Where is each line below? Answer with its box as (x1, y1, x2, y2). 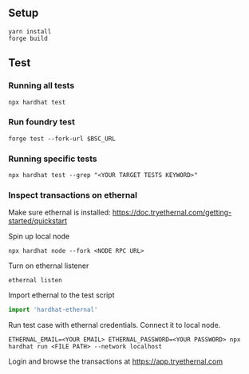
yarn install (8, 27, 52, 35)
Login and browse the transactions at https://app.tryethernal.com (8, 356, 223, 366)
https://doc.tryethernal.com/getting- (112, 207, 232, 218)
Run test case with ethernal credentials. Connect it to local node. (8, 321, 221, 330)
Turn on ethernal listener (8, 261, 89, 270)
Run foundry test (8, 116, 76, 128)
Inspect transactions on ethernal (8, 190, 138, 201)
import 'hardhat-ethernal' (8, 306, 98, 314)
